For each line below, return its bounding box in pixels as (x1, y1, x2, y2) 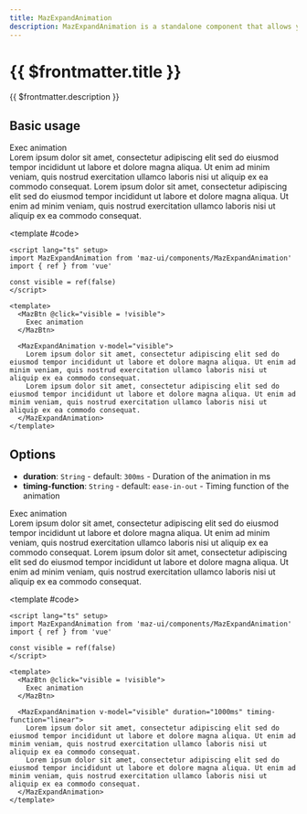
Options (9, 446, 57, 462)
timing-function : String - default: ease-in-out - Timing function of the (22, 481, 290, 492)
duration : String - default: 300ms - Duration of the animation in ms (22, 471, 271, 482)
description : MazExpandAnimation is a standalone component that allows (9, 22, 292, 31)
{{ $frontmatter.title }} (9, 61, 182, 82)
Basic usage (9, 118, 80, 134)
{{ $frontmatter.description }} (9, 91, 121, 102)
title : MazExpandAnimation (9, 13, 112, 23)
